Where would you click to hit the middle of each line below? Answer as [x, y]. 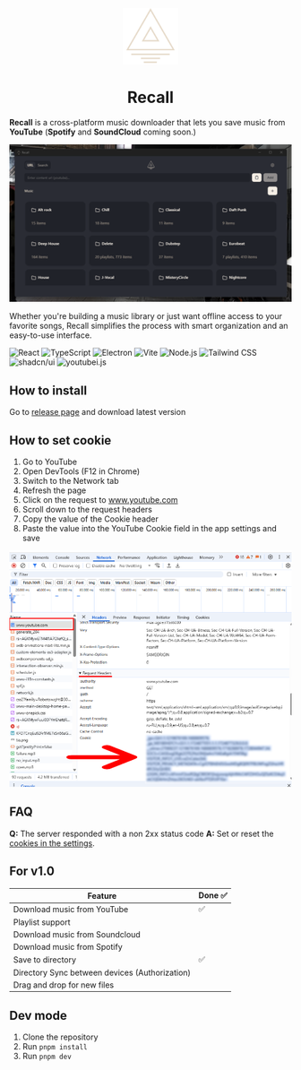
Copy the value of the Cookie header [90, 519]
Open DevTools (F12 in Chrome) [81, 471]
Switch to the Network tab [70, 481]
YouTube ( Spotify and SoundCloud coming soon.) [103, 132]
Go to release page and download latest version [98, 412]
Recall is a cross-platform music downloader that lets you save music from [147, 122]
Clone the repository [60, 1037]
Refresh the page [54, 490]
